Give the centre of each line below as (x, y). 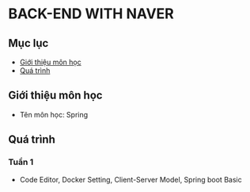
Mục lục (28, 43)
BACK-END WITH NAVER (91, 14)
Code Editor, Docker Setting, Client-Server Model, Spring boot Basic (131, 179)
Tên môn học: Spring (54, 114)
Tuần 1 (21, 162)
